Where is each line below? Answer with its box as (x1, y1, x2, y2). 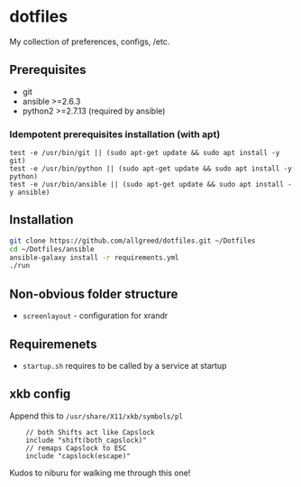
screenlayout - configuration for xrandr (22, 310, 169, 321)
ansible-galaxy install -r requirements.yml (9, 253, 179, 262)
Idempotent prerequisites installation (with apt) (9, 128, 221, 141)
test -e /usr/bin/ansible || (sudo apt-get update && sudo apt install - (9, 180, 293, 189)
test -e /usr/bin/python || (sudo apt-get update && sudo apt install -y (9, 164, 293, 173)
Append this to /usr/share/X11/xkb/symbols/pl (9, 410, 183, 421)
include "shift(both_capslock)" (25, 436, 147, 445)
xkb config (9, 386, 71, 402)
